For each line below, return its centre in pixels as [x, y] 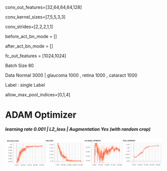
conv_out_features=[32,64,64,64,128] [43, 7]
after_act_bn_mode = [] [29, 46]
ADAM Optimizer [41, 115]
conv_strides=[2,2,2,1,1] [29, 27]
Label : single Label [25, 85]
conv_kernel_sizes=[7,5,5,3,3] [35, 17]
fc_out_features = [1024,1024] [36, 56]
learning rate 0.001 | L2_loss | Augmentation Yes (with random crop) [78, 129]
